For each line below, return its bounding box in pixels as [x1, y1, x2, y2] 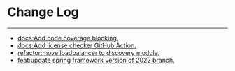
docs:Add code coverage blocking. [17, 33, 119, 42]
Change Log [7, 4, 79, 20]
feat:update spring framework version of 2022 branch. [17, 56, 175, 64]
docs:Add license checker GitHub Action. [17, 41, 136, 49]
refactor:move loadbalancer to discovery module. [17, 48, 160, 56]
